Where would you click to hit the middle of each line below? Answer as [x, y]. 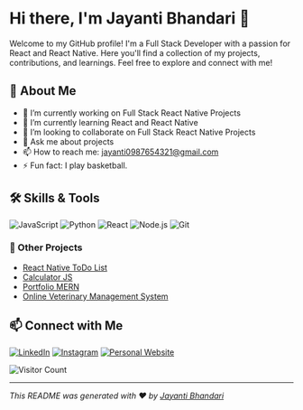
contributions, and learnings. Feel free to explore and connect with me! [141, 62]
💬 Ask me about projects [68, 141]
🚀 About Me [43, 91]
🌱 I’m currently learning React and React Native [110, 122]
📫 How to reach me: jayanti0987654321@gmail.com [120, 152]
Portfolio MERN [50, 286]
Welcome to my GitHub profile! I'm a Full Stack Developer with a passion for [150, 43]
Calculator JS [47, 277]
